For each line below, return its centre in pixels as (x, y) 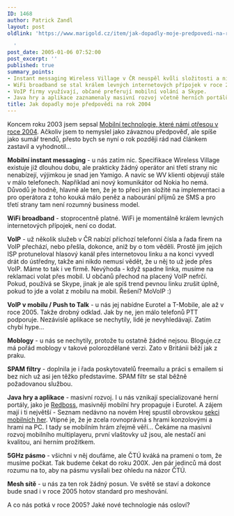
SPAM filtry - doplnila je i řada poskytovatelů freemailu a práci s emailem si (115, 369)
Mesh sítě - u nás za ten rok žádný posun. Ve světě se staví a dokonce (109, 484)
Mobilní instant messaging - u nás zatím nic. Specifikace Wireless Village (114, 160)
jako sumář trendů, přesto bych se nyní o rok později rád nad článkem (107, 139)
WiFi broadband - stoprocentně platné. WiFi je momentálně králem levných (116, 218)
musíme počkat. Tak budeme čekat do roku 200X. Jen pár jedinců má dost (114, 463)
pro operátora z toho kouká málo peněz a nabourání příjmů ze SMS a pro (111, 197)
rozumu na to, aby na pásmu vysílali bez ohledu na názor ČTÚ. (97, 470)
